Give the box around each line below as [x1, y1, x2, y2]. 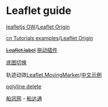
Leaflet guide [6, 4, 72, 17]
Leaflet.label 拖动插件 [6, 47, 58, 53]
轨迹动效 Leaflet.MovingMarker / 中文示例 [6, 71, 102, 78]
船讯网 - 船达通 [6, 95, 43, 102]
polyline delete [6, 83, 42, 90]
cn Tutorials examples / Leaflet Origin [6, 34, 93, 41]
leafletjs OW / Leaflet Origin [6, 23, 70, 30]
